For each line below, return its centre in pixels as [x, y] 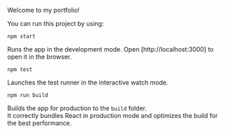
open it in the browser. [39, 57]
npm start [22, 36]
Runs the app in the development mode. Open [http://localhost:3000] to [111, 49]
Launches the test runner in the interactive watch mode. [88, 82]
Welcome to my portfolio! [44, 10]
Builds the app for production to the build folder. [77, 108]
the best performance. [39, 123]
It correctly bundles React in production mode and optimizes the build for [112, 116]
